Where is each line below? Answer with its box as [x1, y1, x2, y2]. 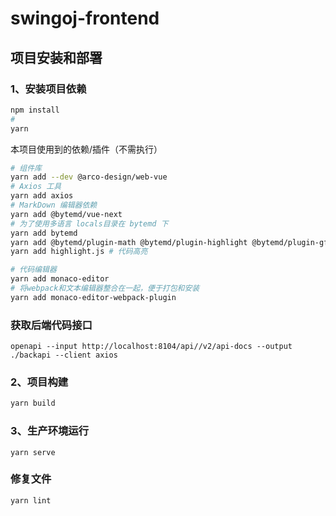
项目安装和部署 [10, 49, 103, 66]
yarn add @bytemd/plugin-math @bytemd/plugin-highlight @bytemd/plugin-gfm [10, 237, 333, 247]
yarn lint [10, 495, 52, 506]
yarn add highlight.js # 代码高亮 [10, 247, 148, 257]
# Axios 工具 [10, 182, 62, 192]
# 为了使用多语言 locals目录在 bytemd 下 [10, 218, 169, 229]
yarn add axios [10, 191, 74, 201]
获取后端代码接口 [10, 318, 93, 332]
